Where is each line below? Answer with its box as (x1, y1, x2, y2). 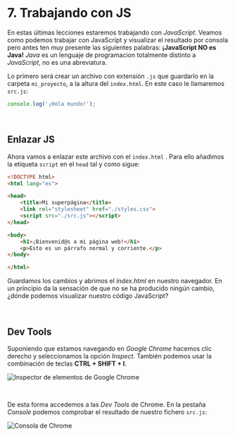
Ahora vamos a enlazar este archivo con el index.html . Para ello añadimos (7, 152, 224, 161)
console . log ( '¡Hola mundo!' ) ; (7, 100, 96, 107)
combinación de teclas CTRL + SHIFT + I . (7, 359, 127, 368)
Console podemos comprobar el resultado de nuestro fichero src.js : (7, 407, 208, 416)
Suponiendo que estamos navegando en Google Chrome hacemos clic (7, 344, 212, 353)
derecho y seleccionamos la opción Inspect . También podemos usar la (7, 351, 212, 360)
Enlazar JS (7, 134, 55, 146)
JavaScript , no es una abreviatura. (7, 58, 108, 66)
